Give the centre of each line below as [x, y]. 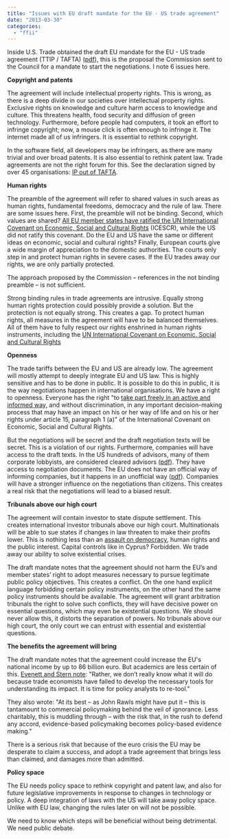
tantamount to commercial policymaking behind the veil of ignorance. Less [113, 709]
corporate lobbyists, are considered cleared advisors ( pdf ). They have [106, 462]
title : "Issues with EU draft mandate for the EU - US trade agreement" [113, 13]
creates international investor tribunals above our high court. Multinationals [113, 525]
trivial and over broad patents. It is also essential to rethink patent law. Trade [115, 158]
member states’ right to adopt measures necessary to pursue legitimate [108, 575]
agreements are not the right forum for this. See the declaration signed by [111, 165]
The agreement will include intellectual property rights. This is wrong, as [109, 93]
